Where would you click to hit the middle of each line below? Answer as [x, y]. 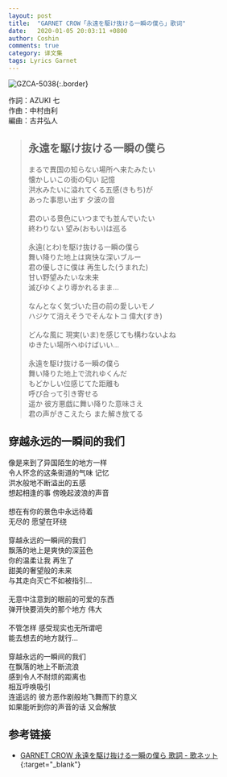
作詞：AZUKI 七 [34, 100]
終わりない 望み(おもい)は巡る [77, 228]
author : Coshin [34, 38]
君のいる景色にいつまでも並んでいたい [91, 218]
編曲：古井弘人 [33, 120]
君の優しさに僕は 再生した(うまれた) [88, 267]
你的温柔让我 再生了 [41, 560]
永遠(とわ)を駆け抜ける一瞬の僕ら [84, 247]
